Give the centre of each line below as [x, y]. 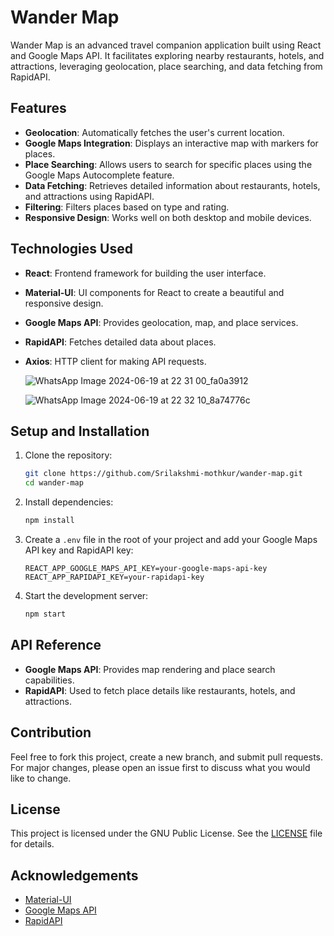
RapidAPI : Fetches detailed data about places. [120, 342]
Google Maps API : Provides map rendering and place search [150, 669]
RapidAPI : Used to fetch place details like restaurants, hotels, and [160, 690]
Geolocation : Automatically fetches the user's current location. [154, 132]
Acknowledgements [74, 875]
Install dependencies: [69, 502]
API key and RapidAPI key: [79, 550]
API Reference [56, 645]
